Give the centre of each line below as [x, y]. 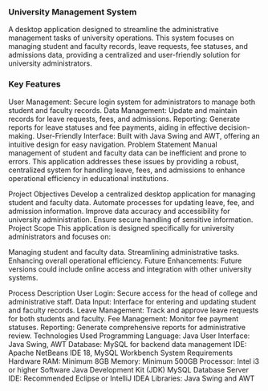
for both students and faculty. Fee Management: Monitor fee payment [124, 318]
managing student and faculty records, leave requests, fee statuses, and [128, 46]
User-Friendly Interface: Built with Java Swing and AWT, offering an [148, 135]
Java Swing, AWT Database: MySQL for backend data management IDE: [128, 344]
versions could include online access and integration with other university [130, 269]
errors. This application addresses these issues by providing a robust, [124, 161]
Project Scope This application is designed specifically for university [122, 228]
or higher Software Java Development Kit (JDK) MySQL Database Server [128, 369]
